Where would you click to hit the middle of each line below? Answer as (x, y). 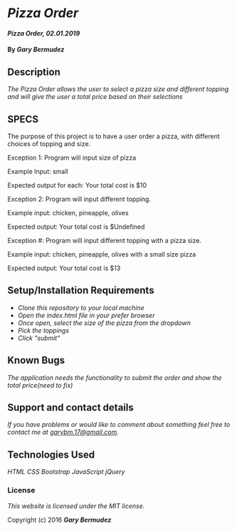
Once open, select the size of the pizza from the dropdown (104, 323)
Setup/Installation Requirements (81, 290)
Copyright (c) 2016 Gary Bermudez (59, 520)
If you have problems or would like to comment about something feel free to (119, 425)
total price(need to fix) (40, 385)
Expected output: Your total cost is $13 (64, 268)
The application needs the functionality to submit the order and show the (115, 377)
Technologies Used (51, 454)
